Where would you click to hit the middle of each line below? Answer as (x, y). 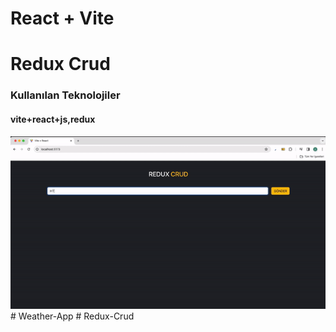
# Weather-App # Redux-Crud (72, 316)
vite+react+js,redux (53, 119)
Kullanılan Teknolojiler (65, 95)
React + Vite (62, 18)
